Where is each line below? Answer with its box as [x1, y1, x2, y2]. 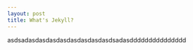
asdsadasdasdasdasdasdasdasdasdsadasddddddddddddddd [7, 35, 187, 44]
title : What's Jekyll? [7, 17, 74, 24]
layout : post [7, 10, 46, 17]
